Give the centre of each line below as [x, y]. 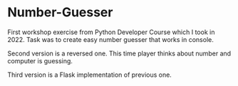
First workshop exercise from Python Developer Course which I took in [111, 32]
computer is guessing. [40, 60]
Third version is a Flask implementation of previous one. [90, 75]
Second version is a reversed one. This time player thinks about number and [119, 53]
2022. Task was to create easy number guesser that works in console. [110, 39]
